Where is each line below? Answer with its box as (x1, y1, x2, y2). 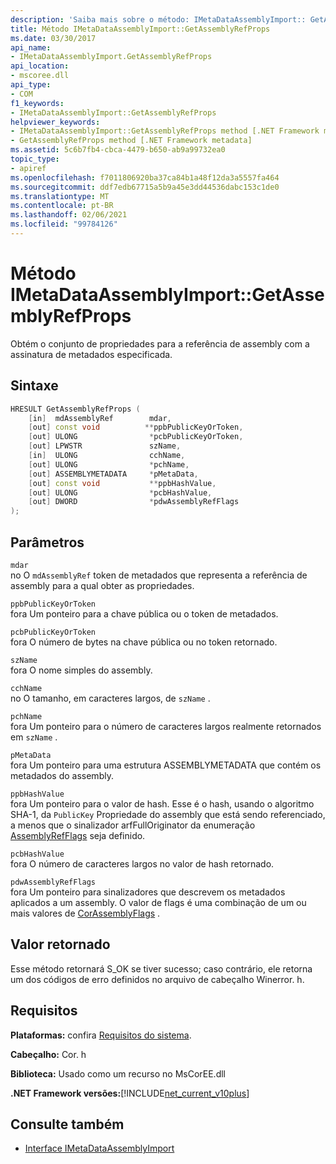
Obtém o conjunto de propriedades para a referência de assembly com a (10, 337, 310, 350)
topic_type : (10, 154, 60, 164)
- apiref (10, 163, 47, 173)
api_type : (10, 80, 52, 90)
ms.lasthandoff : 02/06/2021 (10, 210, 128, 220)
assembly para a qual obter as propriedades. (10, 579, 195, 591)
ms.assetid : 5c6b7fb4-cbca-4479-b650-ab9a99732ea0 (10, 145, 226, 155)
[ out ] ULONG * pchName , (28, 459, 190, 470)
